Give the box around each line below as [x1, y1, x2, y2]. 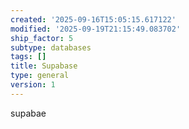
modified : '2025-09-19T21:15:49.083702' [10, 24, 182, 34]
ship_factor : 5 [10, 33, 74, 43]
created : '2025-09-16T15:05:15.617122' [10, 14, 177, 25]
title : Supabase [10, 61, 78, 71]
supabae [10, 107, 47, 119]
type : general [10, 71, 70, 81]
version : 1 [10, 80, 56, 90]
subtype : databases [10, 42, 92, 53]
